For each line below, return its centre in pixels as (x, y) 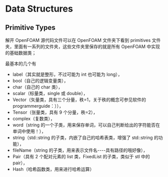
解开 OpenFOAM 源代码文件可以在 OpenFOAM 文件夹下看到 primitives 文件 (83, 40)
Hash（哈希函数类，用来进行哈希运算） (53, 169)
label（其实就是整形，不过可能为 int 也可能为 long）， (67, 74)
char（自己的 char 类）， (38, 87)
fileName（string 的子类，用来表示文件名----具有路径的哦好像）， (80, 150)
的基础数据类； (21, 53)
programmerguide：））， (38, 106)
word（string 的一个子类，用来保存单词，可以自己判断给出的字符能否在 (86, 125)
